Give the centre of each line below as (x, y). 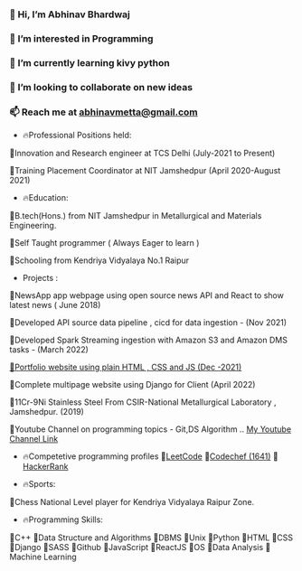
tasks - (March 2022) (49, 349)
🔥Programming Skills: (63, 520)
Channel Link (34, 438)
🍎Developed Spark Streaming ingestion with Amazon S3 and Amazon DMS (148, 340)
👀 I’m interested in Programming (81, 38)
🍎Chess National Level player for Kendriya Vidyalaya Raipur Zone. (132, 501)
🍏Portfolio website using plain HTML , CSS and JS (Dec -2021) (126, 367)
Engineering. (33, 225)
